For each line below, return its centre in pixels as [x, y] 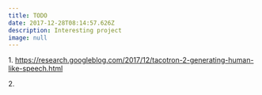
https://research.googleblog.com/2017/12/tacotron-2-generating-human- [134, 60]
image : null [28, 38]
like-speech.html [36, 69]
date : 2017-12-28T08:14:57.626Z [61, 23]
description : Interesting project [65, 30]
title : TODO [28, 15]
